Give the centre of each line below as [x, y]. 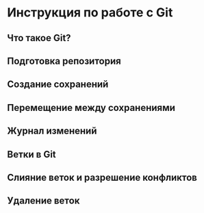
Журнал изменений [52, 131]
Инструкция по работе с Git [90, 13]
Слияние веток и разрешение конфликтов [102, 177]
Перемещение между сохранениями [91, 108]
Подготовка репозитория [64, 61]
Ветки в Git [31, 154]
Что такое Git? [39, 38]
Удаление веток [43, 201]
